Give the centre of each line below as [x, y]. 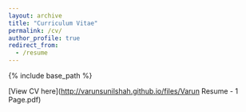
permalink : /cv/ [35, 30]
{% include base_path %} [50, 76]
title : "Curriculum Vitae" [53, 23]
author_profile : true [44, 38]
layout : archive [35, 16]
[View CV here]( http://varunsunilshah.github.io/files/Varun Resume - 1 [123, 91]
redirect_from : [34, 46]
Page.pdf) [25, 100]
